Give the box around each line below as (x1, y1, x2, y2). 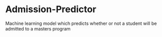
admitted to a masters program (5, 25, 71, 31)
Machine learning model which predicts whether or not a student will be (5, 20, 157, 26)
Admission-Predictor (5, 4, 96, 15)
